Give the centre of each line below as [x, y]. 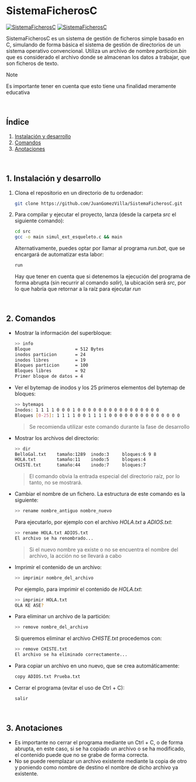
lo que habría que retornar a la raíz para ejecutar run [78, 289]
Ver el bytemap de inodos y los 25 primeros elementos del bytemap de [100, 387]
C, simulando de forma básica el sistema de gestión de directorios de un [93, 45]
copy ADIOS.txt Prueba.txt [47, 676]
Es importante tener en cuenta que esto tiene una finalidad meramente [91, 86]
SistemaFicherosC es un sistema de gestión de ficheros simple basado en [95, 38]
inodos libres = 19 [50, 360]
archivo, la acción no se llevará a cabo [75, 556]
